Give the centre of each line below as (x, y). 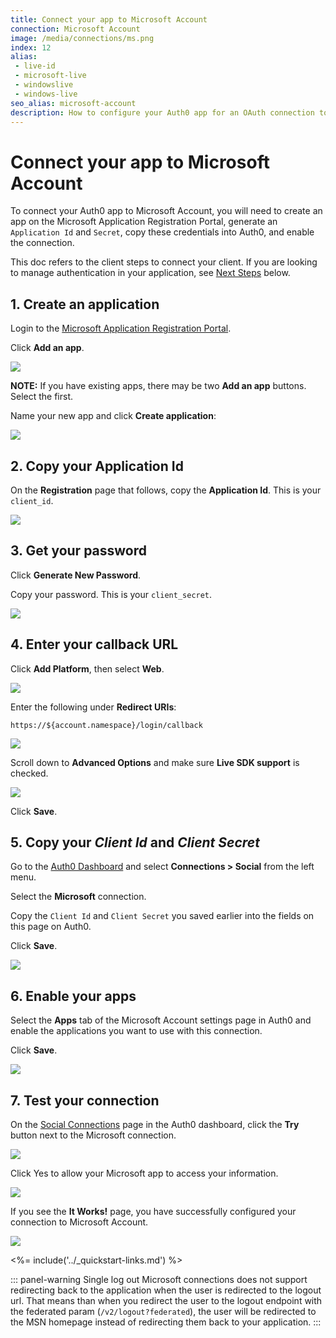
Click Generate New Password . (76, 575)
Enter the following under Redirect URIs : (93, 707)
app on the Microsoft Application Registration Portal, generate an (144, 222)
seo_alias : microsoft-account (73, 103)
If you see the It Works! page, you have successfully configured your (153, 1211)
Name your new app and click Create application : (113, 416)
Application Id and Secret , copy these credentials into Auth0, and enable (162, 232)
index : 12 (31, 47)
